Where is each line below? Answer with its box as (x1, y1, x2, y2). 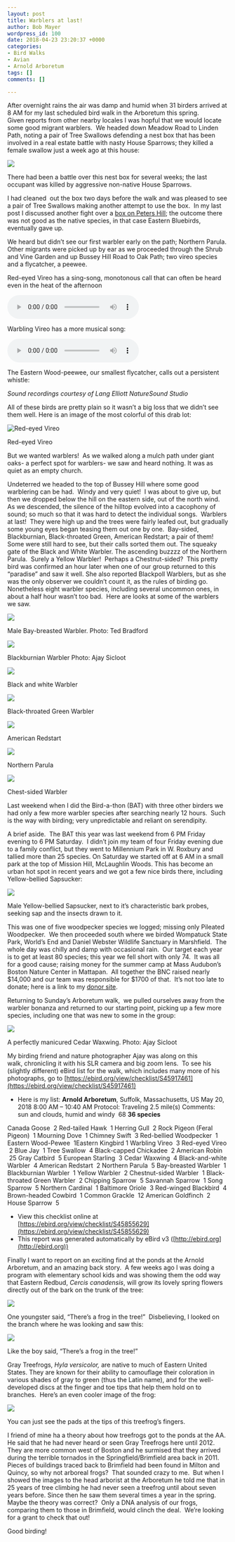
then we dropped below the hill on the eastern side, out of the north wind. (7, 495, 220, 503)
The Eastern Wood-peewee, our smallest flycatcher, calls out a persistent (7, 368, 220, 377)
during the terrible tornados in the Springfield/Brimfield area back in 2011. (7, 1453, 220, 1462)
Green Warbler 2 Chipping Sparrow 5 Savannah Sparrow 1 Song (33, 1177, 223, 1185)
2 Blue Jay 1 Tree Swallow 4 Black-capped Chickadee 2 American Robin (8, 1146, 223, 1155)
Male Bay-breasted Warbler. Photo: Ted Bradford (7, 627, 149, 635)
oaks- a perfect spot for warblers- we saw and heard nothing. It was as (7, 459, 214, 468)
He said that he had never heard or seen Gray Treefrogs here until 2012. (7, 1438, 215, 1447)
